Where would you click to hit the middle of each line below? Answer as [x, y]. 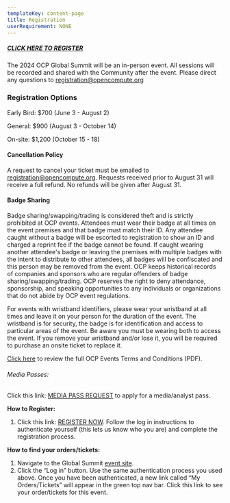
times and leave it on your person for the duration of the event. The [102, 317]
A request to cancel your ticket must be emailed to [78, 170]
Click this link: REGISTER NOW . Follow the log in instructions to [105, 422]
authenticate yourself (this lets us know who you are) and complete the [117, 430]
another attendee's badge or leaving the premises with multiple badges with [115, 252]
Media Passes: [28, 374]
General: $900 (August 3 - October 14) [62, 126]
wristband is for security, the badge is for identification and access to [105, 323]
